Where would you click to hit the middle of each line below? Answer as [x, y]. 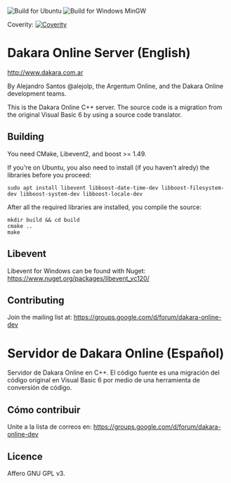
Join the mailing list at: [40, 318]
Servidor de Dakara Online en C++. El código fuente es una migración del [113, 372]
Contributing [36, 300]
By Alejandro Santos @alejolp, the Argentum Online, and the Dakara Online [115, 86]
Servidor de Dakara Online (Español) [116, 353]
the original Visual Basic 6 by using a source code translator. [95, 114]
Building [26, 137]
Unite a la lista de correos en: [50, 427]
